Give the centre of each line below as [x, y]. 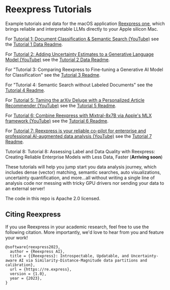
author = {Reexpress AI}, [38, 251]
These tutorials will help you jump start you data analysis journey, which [81, 166]
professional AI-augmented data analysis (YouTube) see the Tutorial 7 [79, 136]
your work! [17, 237]
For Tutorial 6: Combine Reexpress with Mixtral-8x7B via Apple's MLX [79, 115]
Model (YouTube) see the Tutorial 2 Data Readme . [58, 59]
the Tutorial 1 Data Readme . [34, 44]
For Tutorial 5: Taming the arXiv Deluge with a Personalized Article [75, 100]
